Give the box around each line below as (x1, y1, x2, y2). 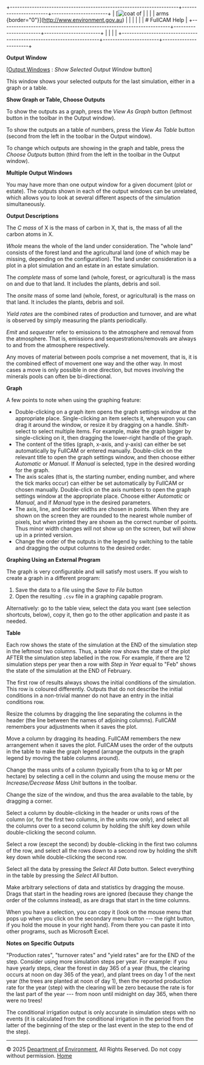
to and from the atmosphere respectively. (6, 342, 110, 348)
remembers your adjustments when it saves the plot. (6, 723, 138, 730)
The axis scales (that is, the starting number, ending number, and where (15, 473, 195, 480)
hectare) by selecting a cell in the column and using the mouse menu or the (6, 773, 195, 780)
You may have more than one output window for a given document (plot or (6, 181, 192, 188)
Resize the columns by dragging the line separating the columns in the (6, 710, 183, 717)
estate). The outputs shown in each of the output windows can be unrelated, (6, 187, 198, 195)
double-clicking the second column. (6, 829, 97, 836)
